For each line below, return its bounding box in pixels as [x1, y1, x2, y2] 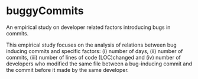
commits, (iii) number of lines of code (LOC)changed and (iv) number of [6, 54, 181, 61]
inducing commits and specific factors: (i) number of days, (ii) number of [6, 47, 183, 54]
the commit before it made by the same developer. [6, 66, 129, 73]
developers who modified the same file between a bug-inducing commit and [6, 60, 193, 67]
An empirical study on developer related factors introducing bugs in [6, 24, 171, 31]
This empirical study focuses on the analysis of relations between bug [6, 41, 177, 48]
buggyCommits [6, 4, 84, 18]
